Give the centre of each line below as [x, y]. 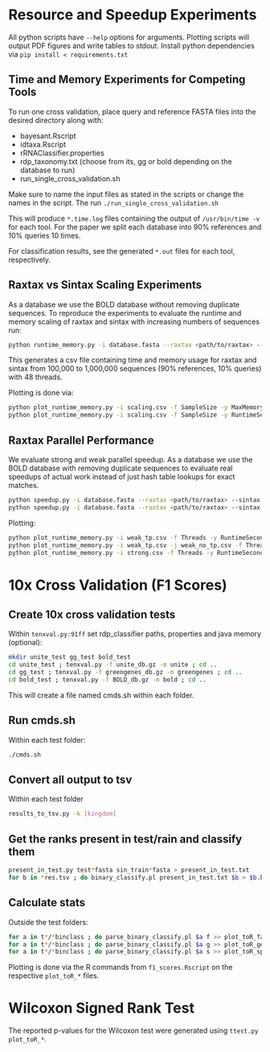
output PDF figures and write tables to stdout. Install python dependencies [131, 45]
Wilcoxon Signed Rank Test [102, 1008]
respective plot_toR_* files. [54, 975]
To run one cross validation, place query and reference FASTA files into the [132, 111]
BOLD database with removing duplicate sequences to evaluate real [121, 468]
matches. [24, 485]
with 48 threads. [35, 377]
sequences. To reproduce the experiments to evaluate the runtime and [125, 313]
